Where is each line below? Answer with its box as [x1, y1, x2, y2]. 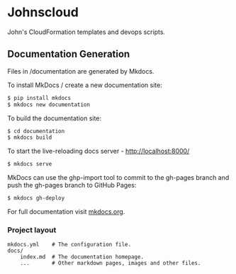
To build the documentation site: [7, 114, 101, 122]
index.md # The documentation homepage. [20, 253, 144, 261]
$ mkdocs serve [7, 161, 52, 168]
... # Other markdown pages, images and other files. [20, 260, 201, 267]
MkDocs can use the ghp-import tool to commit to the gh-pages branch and [7, 173, 230, 182]
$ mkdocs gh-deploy [7, 195, 65, 202]
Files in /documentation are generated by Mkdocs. [7, 67, 154, 75]
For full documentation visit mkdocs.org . [7, 207, 125, 216]
